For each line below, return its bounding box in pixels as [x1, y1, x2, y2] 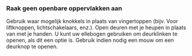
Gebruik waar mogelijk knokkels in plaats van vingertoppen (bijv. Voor [6, 18, 178, 25]
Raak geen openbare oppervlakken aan [6, 4, 123, 13]
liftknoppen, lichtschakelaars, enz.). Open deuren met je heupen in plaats [6, 24, 187, 31]
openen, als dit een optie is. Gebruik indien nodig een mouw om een [6, 37, 175, 44]
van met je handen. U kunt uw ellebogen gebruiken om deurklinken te [6, 30, 178, 38]
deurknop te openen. [6, 43, 58, 50]
